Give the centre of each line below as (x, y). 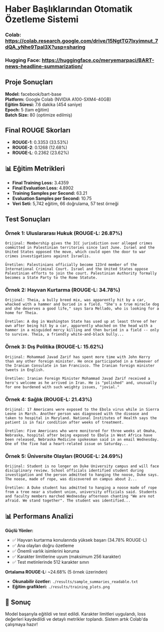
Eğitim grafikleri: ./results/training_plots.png (61, 587)
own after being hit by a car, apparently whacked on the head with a (79, 326)
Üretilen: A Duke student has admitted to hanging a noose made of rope (81, 488)
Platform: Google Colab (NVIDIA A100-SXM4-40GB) (58, 99)
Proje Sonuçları (29, 82)
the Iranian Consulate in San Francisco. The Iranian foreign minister (80, 366)
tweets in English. (25, 370)
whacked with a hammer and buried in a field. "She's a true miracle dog (82, 304)
